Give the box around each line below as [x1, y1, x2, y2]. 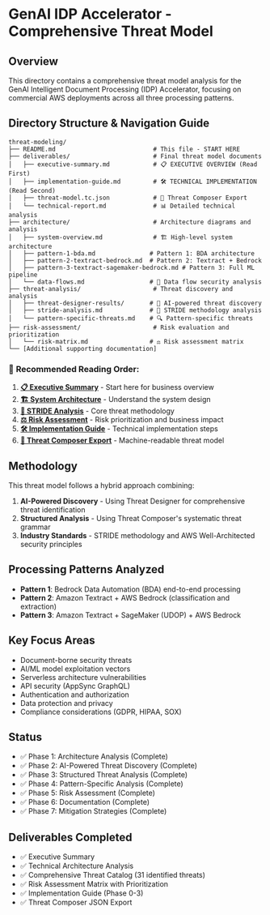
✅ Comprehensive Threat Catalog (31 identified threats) [19, 870, 206, 880]
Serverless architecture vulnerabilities [19, 672, 147, 682]
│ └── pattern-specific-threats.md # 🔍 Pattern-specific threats [8, 314, 253, 323]
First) [8, 169, 31, 177]
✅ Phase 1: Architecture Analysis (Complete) [19, 751, 168, 762]
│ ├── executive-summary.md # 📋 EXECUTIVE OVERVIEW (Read [8, 160, 258, 169]
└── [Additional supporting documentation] [8, 344, 158, 353]
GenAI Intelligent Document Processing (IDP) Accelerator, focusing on [8, 84, 242, 94]
